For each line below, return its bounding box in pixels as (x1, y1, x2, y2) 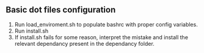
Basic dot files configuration (5, 5, 116, 15)
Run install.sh (14, 27, 49, 34)
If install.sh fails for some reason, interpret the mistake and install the (14, 33, 189, 41)
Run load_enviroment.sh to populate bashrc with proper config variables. (14, 20, 198, 28)
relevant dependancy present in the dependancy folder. (14, 40, 155, 47)
